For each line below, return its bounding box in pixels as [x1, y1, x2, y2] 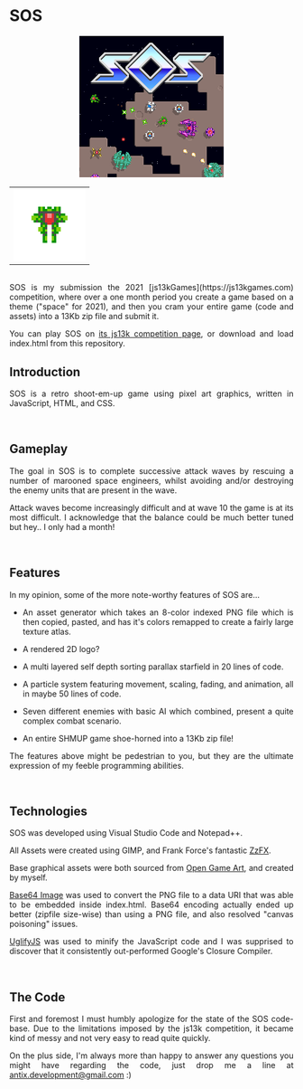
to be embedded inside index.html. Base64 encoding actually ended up [9, 899, 294, 910]
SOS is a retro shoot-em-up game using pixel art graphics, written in [9, 388, 294, 399]
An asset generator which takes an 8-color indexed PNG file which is [22, 607, 294, 618]
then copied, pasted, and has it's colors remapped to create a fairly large [22, 616, 294, 627]
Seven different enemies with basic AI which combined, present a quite [22, 705, 294, 716]
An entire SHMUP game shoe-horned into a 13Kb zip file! [22, 733, 234, 743]
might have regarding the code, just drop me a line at [9, 1060, 294, 1071]
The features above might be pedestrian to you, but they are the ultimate [9, 750, 294, 761]
